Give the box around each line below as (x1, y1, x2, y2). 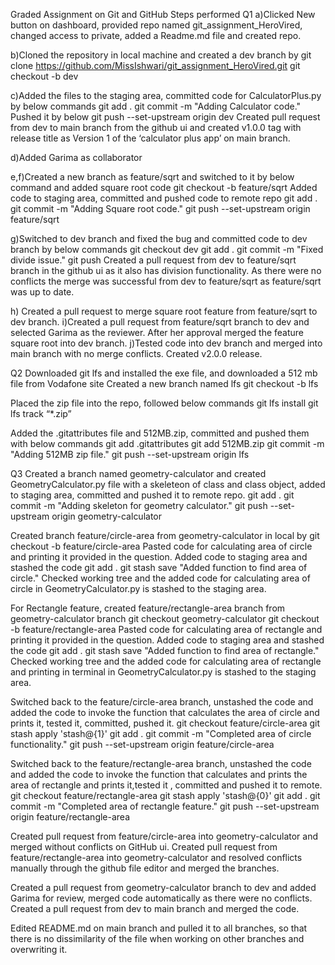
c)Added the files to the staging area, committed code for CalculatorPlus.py (10, 90, 322, 101)
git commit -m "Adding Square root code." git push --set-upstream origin (10, 203, 311, 214)
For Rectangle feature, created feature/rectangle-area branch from (10, 602, 286, 614)
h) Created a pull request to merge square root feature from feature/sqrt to (10, 305, 318, 317)
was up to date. (10, 286, 75, 298)
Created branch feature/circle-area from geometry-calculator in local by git (10, 530, 320, 541)
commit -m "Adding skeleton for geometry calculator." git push (10, 500, 268, 511)
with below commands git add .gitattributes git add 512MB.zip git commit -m (10, 438, 325, 449)
